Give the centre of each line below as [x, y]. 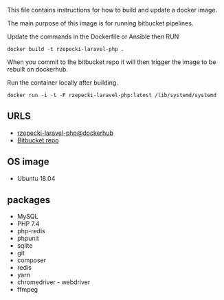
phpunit [28, 238]
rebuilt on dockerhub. [38, 69]
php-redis [31, 231]
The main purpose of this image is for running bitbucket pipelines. [100, 23]
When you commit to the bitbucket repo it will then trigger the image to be [112, 62]
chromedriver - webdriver [54, 282]
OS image [28, 162]
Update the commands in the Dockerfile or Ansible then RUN [93, 36]
